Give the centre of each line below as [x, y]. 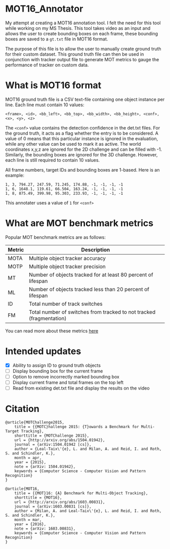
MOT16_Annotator [44, 9]
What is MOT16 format [53, 85]
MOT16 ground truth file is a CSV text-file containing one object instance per [85, 99]
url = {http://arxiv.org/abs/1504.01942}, [60, 440]
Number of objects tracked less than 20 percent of [89, 289]
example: [15, 175]
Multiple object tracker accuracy [67, 258]
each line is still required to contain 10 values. [53, 160]
